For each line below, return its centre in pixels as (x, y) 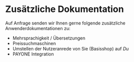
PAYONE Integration (33, 54)
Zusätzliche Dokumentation (65, 9)
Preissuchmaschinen (34, 43)
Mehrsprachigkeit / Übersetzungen (49, 38)
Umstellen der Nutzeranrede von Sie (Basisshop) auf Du (71, 48)
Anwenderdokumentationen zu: (38, 28)
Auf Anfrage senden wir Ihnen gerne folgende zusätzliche (65, 23)
